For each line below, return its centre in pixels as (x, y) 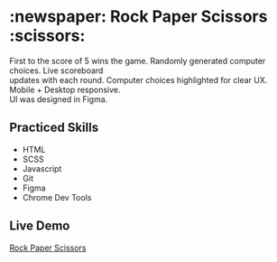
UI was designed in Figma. (59, 99)
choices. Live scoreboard (56, 70)
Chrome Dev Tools (57, 197)
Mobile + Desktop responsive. (65, 89)
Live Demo (40, 226)
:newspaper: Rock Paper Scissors (138, 17)
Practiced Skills (54, 128)
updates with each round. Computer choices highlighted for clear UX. (138, 80)
